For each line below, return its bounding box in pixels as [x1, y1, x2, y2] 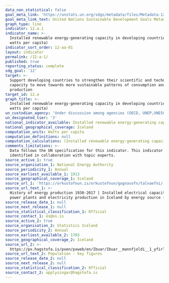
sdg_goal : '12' [5, 69, 37, 74]
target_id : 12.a [5, 92, 39, 97]
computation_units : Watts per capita [5, 129, 84, 134]
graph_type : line [5, 21, 42, 27]
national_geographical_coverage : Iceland [5, 125, 94, 130]
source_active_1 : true [5, 157, 53, 162]
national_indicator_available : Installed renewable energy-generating [5, 120, 156, 125]
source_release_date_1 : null [5, 200, 66, 205]
